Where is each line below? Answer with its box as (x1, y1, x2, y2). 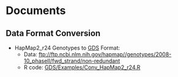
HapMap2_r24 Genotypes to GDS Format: (14, 44, 121, 51)
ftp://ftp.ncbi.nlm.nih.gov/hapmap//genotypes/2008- (39, 51, 172, 58)
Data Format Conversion (6, 28, 101, 38)
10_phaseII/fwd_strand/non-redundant (23, 57, 121, 64)
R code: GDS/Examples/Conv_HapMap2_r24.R (23, 64, 141, 71)
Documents (6, 4, 66, 18)
